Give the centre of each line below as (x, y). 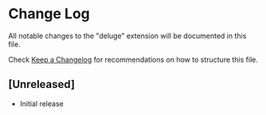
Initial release (41, 103)
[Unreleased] (42, 84)
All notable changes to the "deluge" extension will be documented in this (127, 36)
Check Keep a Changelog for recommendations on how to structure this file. (133, 59)
